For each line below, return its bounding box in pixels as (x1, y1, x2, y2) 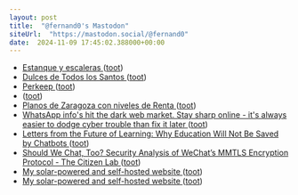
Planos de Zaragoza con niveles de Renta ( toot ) (21, 100, 197, 111)
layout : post (9, 12, 58, 22)
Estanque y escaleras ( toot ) (21, 62, 124, 73)
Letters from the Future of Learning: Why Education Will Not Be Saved (21, 128, 279, 139)
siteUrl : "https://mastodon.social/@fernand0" (9, 29, 189, 38)
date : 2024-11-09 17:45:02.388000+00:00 (9, 37, 165, 47)
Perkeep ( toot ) (21, 81, 76, 92)
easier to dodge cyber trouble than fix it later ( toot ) (21, 119, 209, 130)
